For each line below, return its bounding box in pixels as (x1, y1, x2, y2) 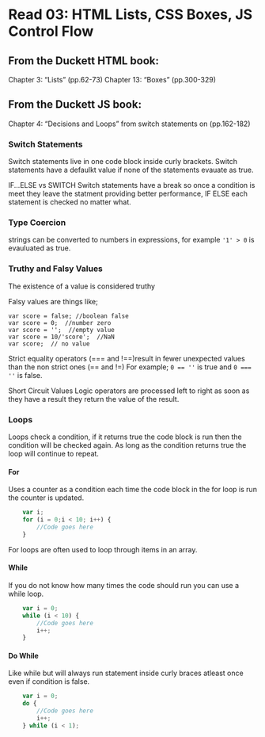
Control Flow (8, 22, 94, 40)
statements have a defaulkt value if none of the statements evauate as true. (8, 165, 254, 175)
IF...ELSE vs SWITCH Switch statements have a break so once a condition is (8, 181, 256, 190)
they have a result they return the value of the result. (8, 394, 180, 403)
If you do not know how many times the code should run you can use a (8, 580, 240, 590)
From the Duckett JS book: (8, 97, 142, 112)
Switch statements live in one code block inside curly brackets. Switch (8, 157, 238, 166)
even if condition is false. (8, 677, 90, 686)
